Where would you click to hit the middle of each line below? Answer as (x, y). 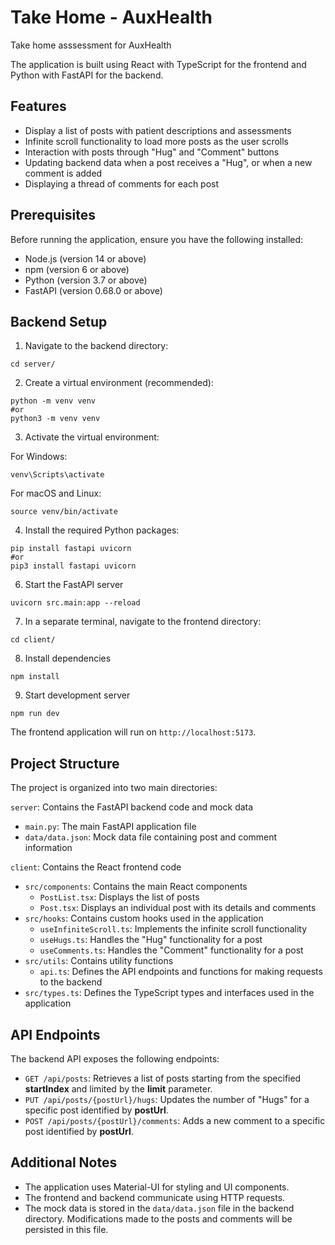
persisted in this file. (66, 1229)
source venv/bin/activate (64, 512)
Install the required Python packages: (102, 530)
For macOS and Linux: (56, 493)
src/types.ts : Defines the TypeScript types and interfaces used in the (169, 993)
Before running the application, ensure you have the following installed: (157, 239)
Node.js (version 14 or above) (85, 258)
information (48, 848)
